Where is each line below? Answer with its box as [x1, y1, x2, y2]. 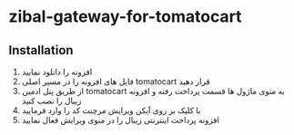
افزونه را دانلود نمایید [21, 66, 93, 77]
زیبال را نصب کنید [21, 95, 82, 106]
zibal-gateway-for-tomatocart [8, 6, 242, 27]
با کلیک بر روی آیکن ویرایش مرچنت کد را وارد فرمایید [21, 105, 201, 115]
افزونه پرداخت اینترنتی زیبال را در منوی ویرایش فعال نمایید [21, 115, 220, 125]
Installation [8, 43, 74, 58]
